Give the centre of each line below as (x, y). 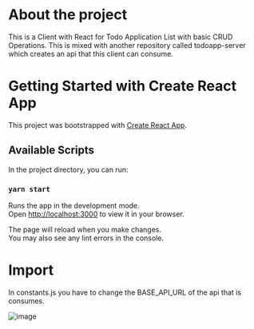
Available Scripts (51, 151)
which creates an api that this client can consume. (91, 54)
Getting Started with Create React (123, 86)
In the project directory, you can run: (68, 169)
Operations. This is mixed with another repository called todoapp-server (127, 45)
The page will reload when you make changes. (85, 229)
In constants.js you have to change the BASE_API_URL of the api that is (125, 292)
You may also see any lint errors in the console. (86, 238)
